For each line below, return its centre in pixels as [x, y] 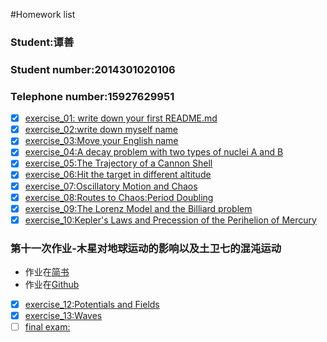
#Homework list [43, 14]
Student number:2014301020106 [93, 69]
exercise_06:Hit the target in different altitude [118, 175]
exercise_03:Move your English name [101, 141]
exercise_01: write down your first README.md [121, 118]
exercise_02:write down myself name [101, 130]
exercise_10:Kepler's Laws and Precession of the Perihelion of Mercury [170, 220]
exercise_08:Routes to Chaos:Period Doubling [119, 197]
